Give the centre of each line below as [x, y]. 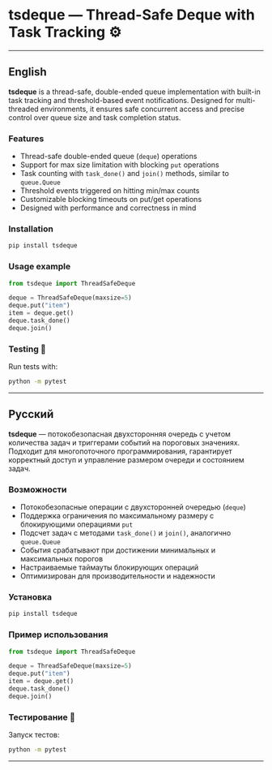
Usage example [40, 267]
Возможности [38, 489]
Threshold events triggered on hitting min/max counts [110, 191]
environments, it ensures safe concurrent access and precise [142, 109]
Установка [30, 596]
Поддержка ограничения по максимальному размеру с [117, 516]
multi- [246, 100]
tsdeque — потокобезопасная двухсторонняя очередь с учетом [119, 434]
